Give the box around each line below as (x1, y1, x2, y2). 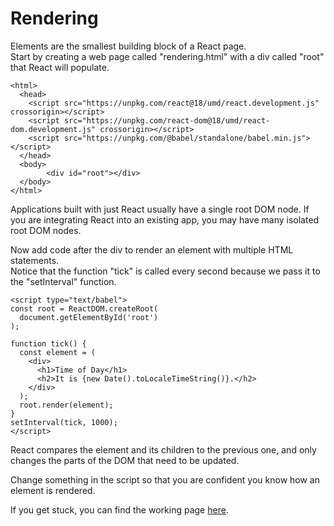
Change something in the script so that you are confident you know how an (10, 473, 320, 486)
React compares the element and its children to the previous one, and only (10, 443, 317, 456)
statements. (10, 254, 60, 266)
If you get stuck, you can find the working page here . (10, 503, 229, 516)
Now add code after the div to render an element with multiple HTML (10, 243, 294, 256)
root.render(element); (19, 400, 114, 410)
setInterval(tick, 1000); (10, 417, 118, 427)
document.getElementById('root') (19, 312, 159, 322)
